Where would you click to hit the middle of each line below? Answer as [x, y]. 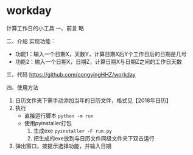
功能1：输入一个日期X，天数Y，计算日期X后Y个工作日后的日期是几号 [101, 54]
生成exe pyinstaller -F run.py [73, 131]
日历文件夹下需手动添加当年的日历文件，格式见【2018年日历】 [93, 100]
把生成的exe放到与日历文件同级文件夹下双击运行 [94, 138]
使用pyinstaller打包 [48, 123]
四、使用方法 [22, 87]
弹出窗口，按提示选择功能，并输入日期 [63, 146]
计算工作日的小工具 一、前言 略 [45, 28]
